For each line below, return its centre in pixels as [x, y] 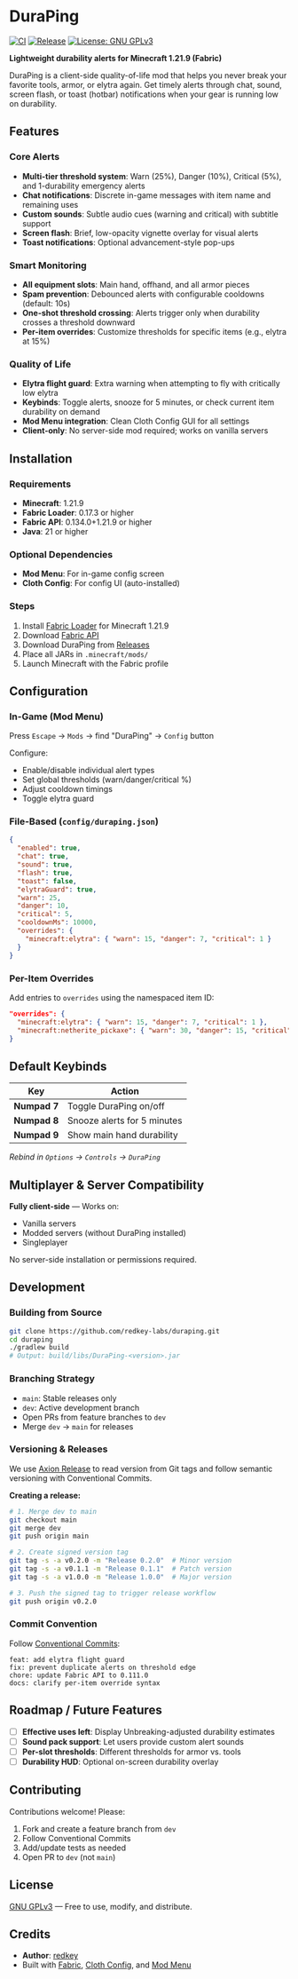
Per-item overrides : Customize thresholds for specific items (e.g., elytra [154, 331]
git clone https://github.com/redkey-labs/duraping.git [114, 1331]
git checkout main [43, 1520]
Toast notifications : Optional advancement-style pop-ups [128, 242]
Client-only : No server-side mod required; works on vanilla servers [145, 431]
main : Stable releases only [69, 1398]
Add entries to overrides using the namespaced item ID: [112, 997]
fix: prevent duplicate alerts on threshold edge [103, 1667]
